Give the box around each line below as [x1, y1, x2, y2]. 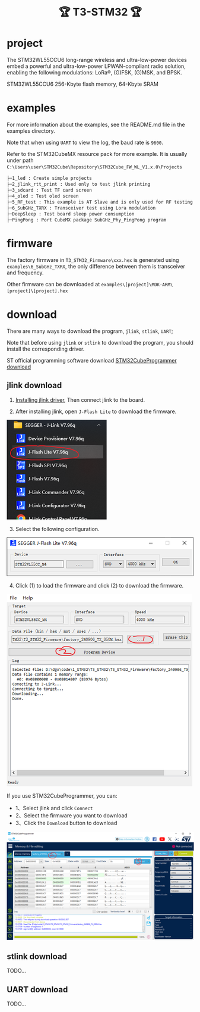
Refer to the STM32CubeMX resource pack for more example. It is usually [7, 151, 188, 158]
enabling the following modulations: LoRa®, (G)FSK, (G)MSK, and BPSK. [7, 69, 183, 76]
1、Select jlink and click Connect [15, 804, 93, 811]
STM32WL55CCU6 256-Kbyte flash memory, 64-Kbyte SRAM [7, 80, 159, 88]
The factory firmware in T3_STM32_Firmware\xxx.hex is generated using [7, 257, 179, 263]
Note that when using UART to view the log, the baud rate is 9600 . [7, 139, 164, 146]
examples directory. [7, 127, 55, 135]
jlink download [7, 380, 62, 391]
